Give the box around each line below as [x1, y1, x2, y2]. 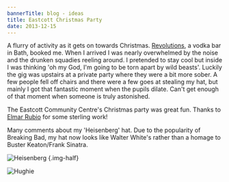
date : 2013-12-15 [7, 23, 57, 29]
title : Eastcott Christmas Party [7, 16, 103, 23]
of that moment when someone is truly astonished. [7, 92, 150, 101]
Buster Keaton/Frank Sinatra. [7, 141, 88, 149]
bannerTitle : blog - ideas [7, 10, 84, 17]
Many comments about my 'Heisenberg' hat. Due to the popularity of [7, 126, 201, 134]
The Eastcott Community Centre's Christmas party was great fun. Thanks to [7, 105, 221, 114]
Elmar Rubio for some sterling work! [7, 113, 108, 121]
